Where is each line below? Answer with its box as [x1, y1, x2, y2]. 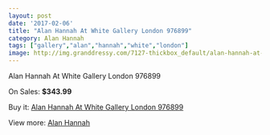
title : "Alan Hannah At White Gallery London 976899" [8, 27, 193, 35]
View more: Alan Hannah [8, 118, 91, 127]
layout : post [8, 11, 52, 20]
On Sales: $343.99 [8, 87, 72, 96]
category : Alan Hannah [8, 34, 84, 43]
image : [8, 49, 31, 57]
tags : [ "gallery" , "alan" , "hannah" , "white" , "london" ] [8, 42, 189, 50]
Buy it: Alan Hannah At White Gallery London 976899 [8, 102, 184, 112]
